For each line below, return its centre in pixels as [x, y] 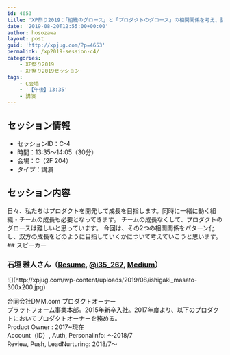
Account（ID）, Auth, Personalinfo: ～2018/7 [70, 335]
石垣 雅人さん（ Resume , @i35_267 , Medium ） [85, 265]
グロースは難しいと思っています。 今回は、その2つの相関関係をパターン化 [111, 228]
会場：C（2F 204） [44, 160]
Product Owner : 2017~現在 [46, 327]
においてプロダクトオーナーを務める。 [67, 318]
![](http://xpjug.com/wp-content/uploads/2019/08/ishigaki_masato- [102, 280]
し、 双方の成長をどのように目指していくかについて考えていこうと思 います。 [115, 236]
